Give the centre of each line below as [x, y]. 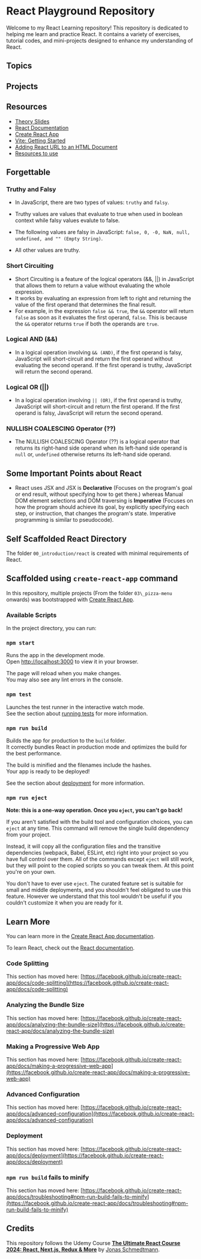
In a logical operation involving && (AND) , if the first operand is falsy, [99, 352]
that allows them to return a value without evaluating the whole [92, 285]
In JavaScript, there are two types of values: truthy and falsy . [92, 202]
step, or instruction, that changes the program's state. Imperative [95, 513]
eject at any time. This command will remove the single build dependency [98, 828]
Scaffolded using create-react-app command [92, 579]
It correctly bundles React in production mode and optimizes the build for [97, 747]
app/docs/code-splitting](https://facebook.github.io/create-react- [88, 983]
